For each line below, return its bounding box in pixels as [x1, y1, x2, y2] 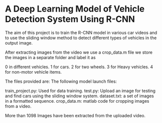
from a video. [5, 103, 32, 109]
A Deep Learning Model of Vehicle [5, 3, 145, 15]
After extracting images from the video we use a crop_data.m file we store [5, 49, 153, 55]
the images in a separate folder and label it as [5, 54, 96, 60]
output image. [5, 40, 33, 46]
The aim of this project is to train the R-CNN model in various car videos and [5, 30, 157, 35]
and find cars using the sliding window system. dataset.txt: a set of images [5, 93, 154, 99]
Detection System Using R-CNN [5, 14, 135, 25]
